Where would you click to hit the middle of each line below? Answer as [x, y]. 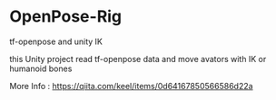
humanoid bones [41, 68]
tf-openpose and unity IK [56, 41]
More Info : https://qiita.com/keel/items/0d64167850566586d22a [131, 86]
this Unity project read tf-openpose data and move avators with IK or [138, 59]
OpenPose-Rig [66, 17]
